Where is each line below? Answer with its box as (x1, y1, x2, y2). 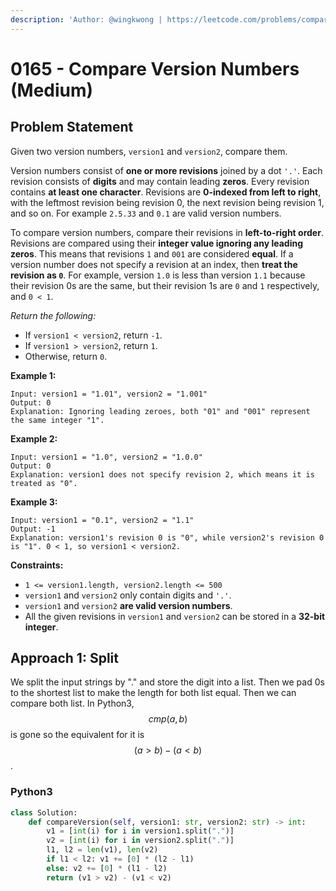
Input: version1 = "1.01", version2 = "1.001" (10, 389, 208, 399)
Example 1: (10, 369, 57, 381)
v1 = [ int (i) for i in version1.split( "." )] (46, 826, 235, 836)
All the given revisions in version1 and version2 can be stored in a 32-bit (24, 610, 326, 622)
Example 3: (10, 496, 58, 508)
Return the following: (10, 309, 97, 321)
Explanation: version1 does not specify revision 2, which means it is (10, 469, 315, 480)
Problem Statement (10, 119, 134, 136)
